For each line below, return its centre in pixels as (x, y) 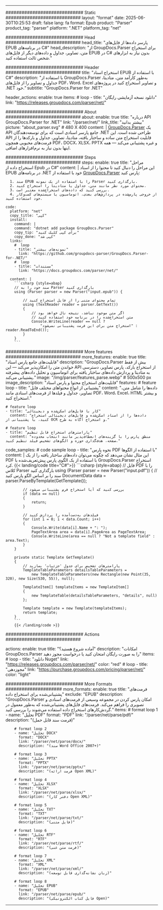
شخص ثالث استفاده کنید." (29, 58)
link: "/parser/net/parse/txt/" (51, 818)
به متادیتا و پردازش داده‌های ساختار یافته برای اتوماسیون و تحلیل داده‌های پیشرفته (78, 372)
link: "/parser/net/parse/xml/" (51, 869)
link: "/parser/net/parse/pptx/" (52, 767)
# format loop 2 (31, 729)
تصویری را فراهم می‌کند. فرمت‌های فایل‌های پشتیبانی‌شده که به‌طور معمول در (75, 705)
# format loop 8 (31, 881)
